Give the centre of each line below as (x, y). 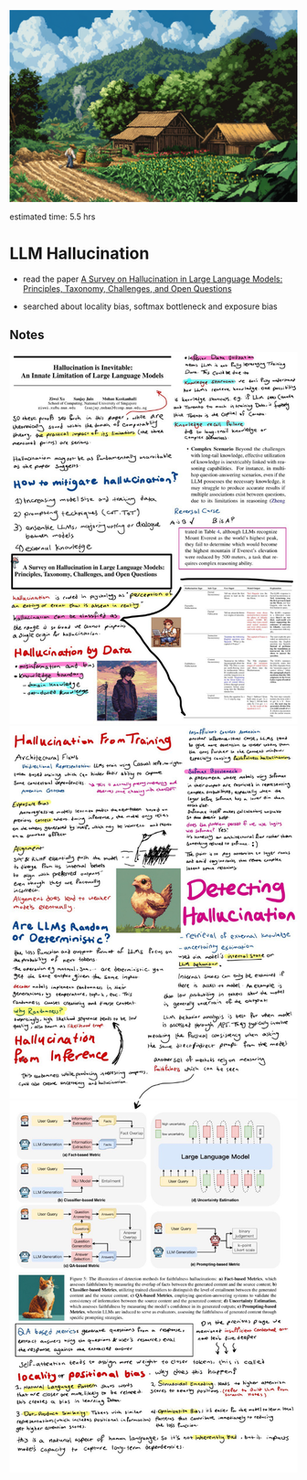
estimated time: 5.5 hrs (53, 217)
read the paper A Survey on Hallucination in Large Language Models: (153, 279)
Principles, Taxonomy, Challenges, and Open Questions (127, 288)
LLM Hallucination (79, 253)
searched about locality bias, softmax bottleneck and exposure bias (150, 306)
